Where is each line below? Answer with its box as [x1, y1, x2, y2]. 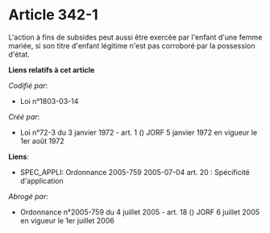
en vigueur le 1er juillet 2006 [19, 215, 114, 225]
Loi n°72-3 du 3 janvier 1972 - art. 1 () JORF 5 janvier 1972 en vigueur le [19, 127, 258, 137]
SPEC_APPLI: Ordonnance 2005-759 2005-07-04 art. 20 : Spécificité [19, 167, 250, 177]
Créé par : [8, 111, 40, 122]
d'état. [8, 49, 30, 59]
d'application [19, 176, 64, 185]
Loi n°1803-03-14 [19, 96, 79, 106]
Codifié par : [8, 81, 48, 90]
